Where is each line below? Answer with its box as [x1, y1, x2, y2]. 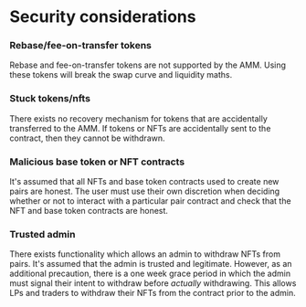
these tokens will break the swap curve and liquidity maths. [9, 69, 233, 80]
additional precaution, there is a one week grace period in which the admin [9, 268, 290, 280]
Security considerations [9, 6, 196, 27]
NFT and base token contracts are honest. [9, 206, 169, 217]
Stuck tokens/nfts [9, 92, 91, 105]
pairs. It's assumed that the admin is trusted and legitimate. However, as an [9, 259, 292, 270]
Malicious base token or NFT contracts [9, 155, 185, 168]
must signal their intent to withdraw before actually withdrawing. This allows [9, 278, 297, 289]
